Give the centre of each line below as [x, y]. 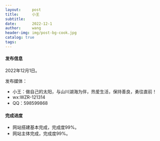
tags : [11, 42]
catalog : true [20, 38]
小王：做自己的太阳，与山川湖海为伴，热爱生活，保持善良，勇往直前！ [84, 91]
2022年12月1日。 [22, 70]
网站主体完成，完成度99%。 [41, 134]
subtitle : [15, 19]
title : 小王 [22, 14]
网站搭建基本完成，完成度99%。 [46, 128]
